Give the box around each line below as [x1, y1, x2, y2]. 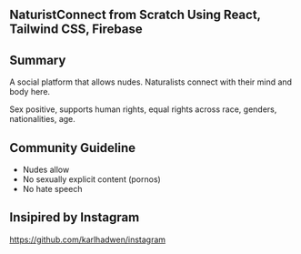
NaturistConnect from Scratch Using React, [9, 7, 261, 23]
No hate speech [22, 184, 83, 195]
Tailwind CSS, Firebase [9, 22, 143, 37]
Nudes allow [22, 164, 70, 176]
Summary [9, 52, 66, 67]
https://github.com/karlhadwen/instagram [9, 234, 166, 245]
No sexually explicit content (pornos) [22, 174, 161, 185]
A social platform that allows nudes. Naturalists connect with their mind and [9, 76, 293, 87]
